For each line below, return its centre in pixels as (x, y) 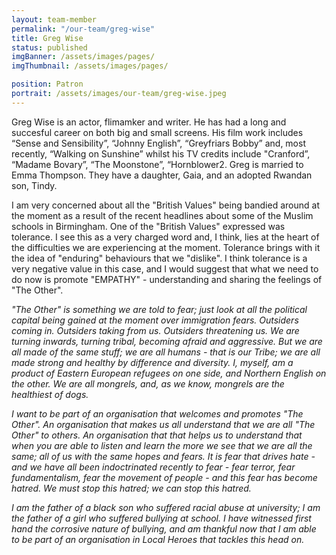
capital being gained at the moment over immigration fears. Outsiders (155, 320)
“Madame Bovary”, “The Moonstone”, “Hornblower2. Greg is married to (157, 164)
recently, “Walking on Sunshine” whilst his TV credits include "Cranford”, (161, 153)
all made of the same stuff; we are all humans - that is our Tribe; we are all (166, 352)
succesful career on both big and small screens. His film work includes (157, 132)
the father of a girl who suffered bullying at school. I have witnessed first (161, 518)
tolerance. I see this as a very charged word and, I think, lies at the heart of (165, 237)
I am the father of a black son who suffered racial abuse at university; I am (166, 507)
